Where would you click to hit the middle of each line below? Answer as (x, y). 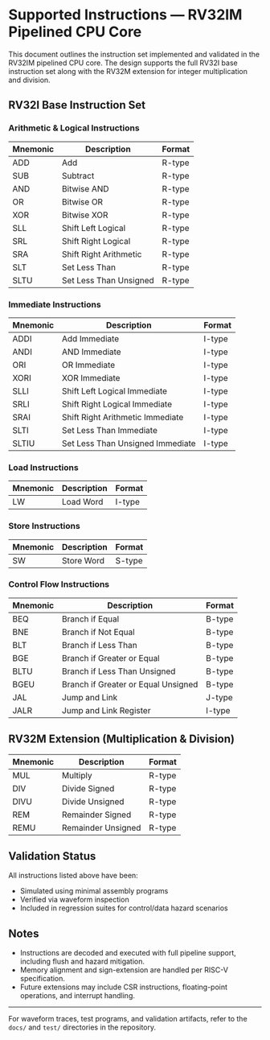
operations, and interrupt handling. (77, 996)
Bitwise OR (82, 201)
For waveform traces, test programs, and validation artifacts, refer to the (128, 1019)
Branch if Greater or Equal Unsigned (130, 684)
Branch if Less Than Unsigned (119, 671)
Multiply (77, 775)
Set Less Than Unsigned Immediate (129, 443)
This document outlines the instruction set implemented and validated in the (134, 54)
